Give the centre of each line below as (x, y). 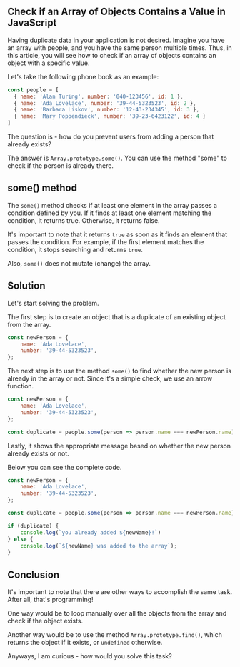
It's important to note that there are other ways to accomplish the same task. (120, 592)
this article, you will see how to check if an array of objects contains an (112, 55)
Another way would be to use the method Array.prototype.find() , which (115, 635)
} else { (20, 539)
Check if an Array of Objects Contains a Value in (117, 12)
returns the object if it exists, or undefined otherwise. (85, 643)
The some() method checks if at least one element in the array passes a (112, 205)
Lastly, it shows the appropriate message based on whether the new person (119, 446)
